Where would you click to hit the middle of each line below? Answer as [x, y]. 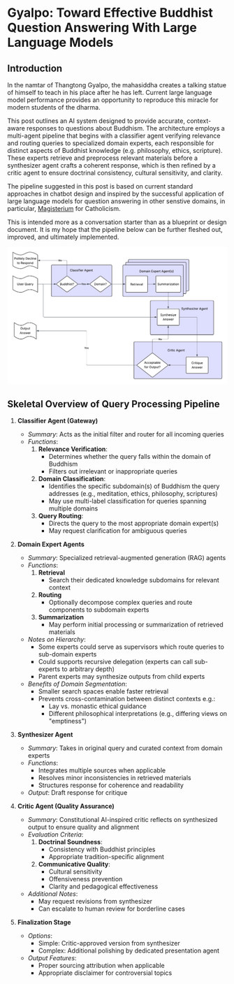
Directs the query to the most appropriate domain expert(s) [134, 523]
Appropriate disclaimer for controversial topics [105, 973]
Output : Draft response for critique [78, 793]
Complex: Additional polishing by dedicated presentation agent [129, 950]
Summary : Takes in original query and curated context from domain [125, 748]
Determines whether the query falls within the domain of [130, 457]
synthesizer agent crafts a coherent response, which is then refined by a [112, 165]
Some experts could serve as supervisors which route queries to [131, 647]
